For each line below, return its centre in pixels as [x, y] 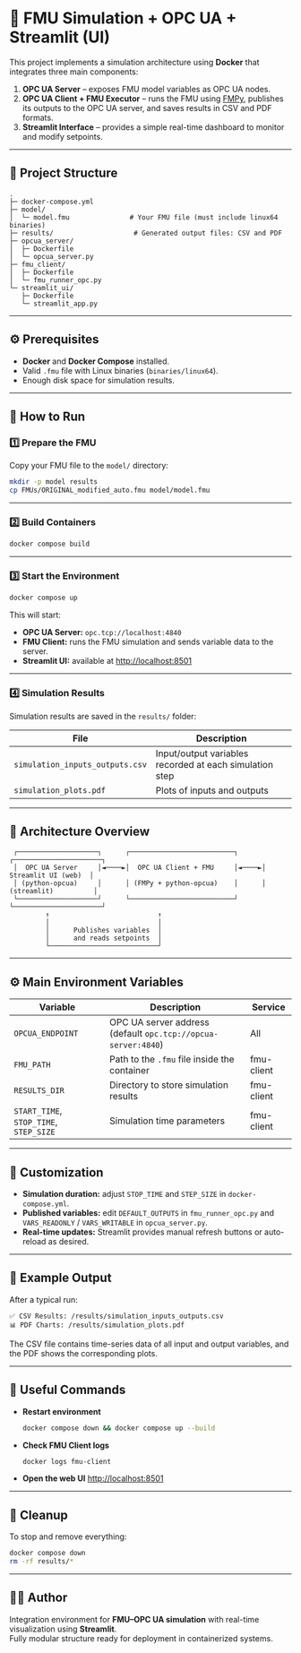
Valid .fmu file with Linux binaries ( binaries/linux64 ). [120, 370]
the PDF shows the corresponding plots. [84, 1353]
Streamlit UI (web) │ [52, 876]
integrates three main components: [74, 72]
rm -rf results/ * [42, 1562]
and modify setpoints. [62, 136]
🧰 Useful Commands [68, 1390]
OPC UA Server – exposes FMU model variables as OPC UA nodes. [146, 89]
